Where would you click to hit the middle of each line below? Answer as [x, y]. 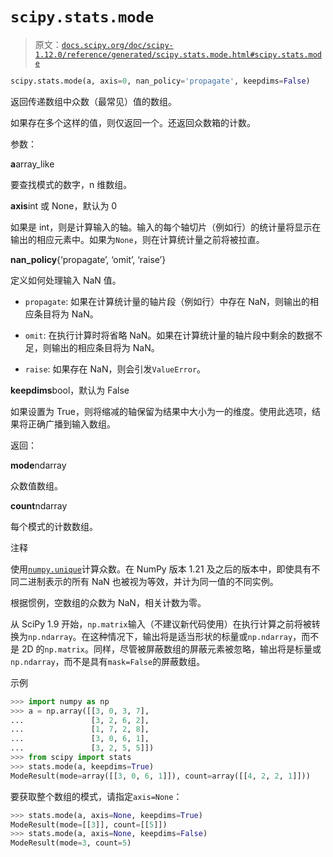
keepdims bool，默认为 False [70, 390]
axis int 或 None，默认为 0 [64, 205]
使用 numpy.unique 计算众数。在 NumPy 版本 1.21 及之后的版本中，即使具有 [161, 569]
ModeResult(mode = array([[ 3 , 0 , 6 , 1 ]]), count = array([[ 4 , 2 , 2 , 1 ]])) [160, 776]
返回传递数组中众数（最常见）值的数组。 [93, 101]
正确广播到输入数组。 [71, 424]
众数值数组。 [36, 485]
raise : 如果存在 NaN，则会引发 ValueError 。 [115, 369]
